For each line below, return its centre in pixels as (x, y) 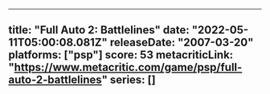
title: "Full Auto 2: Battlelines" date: (99, 30)
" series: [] (129, 80)
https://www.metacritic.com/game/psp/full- (128, 67)
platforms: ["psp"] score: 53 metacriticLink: (121, 55)
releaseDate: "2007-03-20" (182, 43)
